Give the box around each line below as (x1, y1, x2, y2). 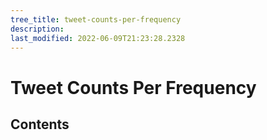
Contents (10, 116, 70, 133)
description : (10, 24, 65, 34)
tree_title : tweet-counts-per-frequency (10, 14, 182, 25)
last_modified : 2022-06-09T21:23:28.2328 (10, 33, 186, 43)
